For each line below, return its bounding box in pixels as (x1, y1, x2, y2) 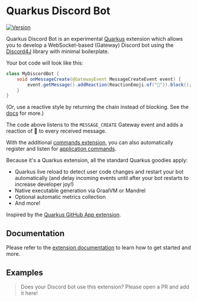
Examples (6, 268, 43, 278)
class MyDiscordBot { (6, 70, 60, 76)
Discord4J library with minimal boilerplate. (6, 47, 109, 54)
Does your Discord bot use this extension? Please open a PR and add (20, 283, 189, 290)
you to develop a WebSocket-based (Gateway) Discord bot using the (6, 41, 174, 49)
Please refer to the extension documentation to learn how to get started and (6, 244, 191, 251)
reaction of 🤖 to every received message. (6, 127, 106, 134)
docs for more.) (6, 110, 44, 117)
